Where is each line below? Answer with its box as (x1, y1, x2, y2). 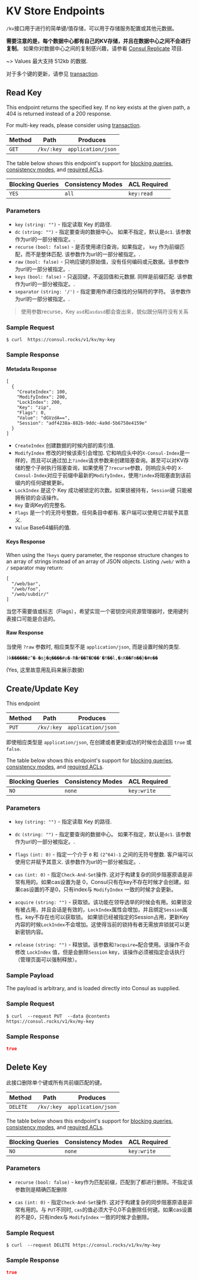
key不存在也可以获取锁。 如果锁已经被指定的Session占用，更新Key (25, 913, 189, 920)
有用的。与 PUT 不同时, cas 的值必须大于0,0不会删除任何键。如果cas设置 (20, 1206, 193, 1213)
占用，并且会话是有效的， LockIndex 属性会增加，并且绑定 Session (25, 905, 183, 913)
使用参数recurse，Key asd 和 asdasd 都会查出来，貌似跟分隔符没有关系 (20, 308, 189, 316)
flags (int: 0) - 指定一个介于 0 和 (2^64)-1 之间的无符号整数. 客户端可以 (14, 851, 194, 858)
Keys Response (6, 538, 46, 545)
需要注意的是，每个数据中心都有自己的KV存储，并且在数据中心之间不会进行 (6, 37, 191, 44)
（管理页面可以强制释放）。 (14, 956, 80, 963)
